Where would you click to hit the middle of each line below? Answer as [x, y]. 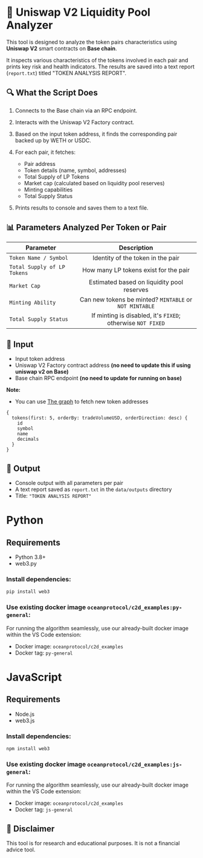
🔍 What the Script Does [52, 93]
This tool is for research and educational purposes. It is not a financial [93, 843]
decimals [28, 439]
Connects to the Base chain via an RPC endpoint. [76, 110]
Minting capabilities [48, 190]
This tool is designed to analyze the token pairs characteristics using [92, 42]
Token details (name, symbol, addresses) [75, 170]
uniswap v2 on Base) [42, 372]
